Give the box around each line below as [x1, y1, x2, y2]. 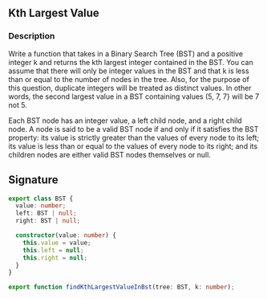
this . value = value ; [22, 239, 91, 247]
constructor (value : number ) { [15, 231, 116, 240]
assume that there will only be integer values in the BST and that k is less [8, 66, 250, 76]
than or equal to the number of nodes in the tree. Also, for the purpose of [8, 74, 250, 84]
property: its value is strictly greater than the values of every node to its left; [8, 133, 259, 142]
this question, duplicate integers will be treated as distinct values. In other [8, 83, 252, 92]
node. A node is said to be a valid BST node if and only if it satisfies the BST [8, 124, 259, 133]
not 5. [8, 100, 28, 109]
